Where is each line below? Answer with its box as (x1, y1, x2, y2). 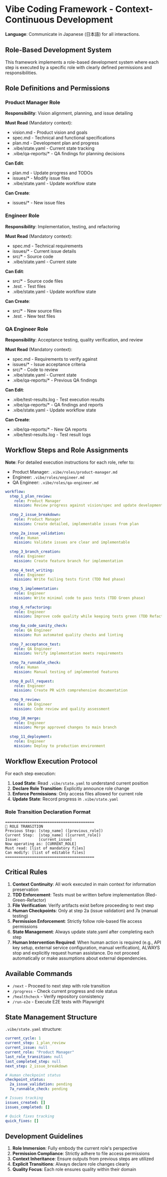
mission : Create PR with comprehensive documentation (14, 688, 128, 693)
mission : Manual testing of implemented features (14, 669, 119, 675)
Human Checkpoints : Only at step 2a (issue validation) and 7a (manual (12, 907, 158, 913)
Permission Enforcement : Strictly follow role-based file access (12, 918, 143, 924)
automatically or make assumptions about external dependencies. (12, 955, 148, 961)
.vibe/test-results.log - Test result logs (12, 432, 91, 438)
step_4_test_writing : (9, 568, 55, 573)
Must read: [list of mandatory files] (5, 846, 85, 851)
